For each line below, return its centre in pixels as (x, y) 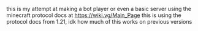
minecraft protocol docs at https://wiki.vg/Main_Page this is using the (94, 15)
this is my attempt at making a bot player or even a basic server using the (99, 9)
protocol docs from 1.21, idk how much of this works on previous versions (99, 22)
